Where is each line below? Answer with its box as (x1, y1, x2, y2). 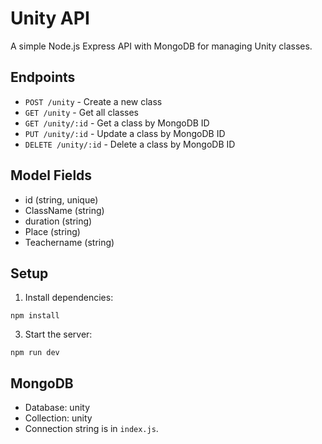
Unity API (10, 7, 90, 30)
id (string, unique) (24, 193, 99, 206)
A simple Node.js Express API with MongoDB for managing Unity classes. (10, 40, 313, 52)
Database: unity (24, 402, 91, 414)
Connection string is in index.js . (24, 423, 159, 435)
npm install (10, 311, 60, 321)
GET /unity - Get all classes (24, 106, 139, 118)
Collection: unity (24, 412, 93, 424)
